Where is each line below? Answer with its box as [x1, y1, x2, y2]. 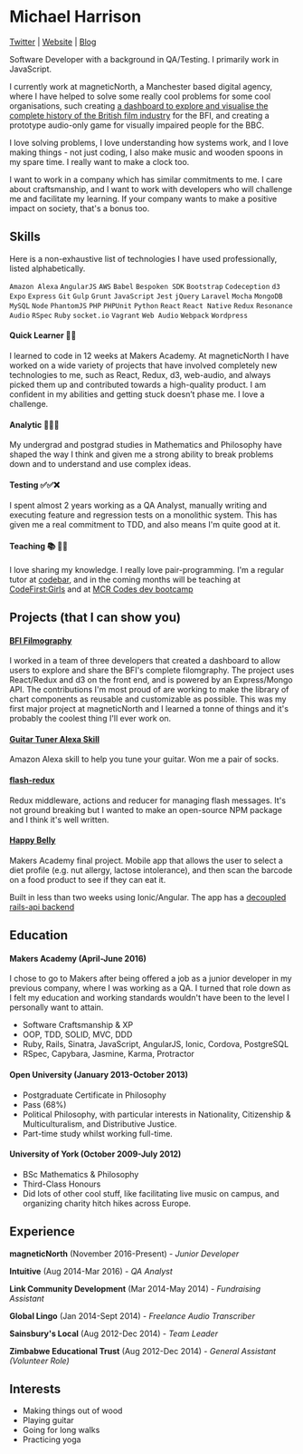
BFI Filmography [9, 635, 72, 645]
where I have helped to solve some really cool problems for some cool [9, 91, 271, 102]
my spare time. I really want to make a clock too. [9, 156, 190, 167]
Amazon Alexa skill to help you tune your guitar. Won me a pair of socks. [9, 754, 279, 765]
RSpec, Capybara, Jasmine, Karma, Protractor [22, 1049, 194, 1060]
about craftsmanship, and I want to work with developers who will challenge [9, 183, 292, 194]
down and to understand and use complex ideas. [9, 459, 192, 470]
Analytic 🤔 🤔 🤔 [9, 419, 60, 430]
